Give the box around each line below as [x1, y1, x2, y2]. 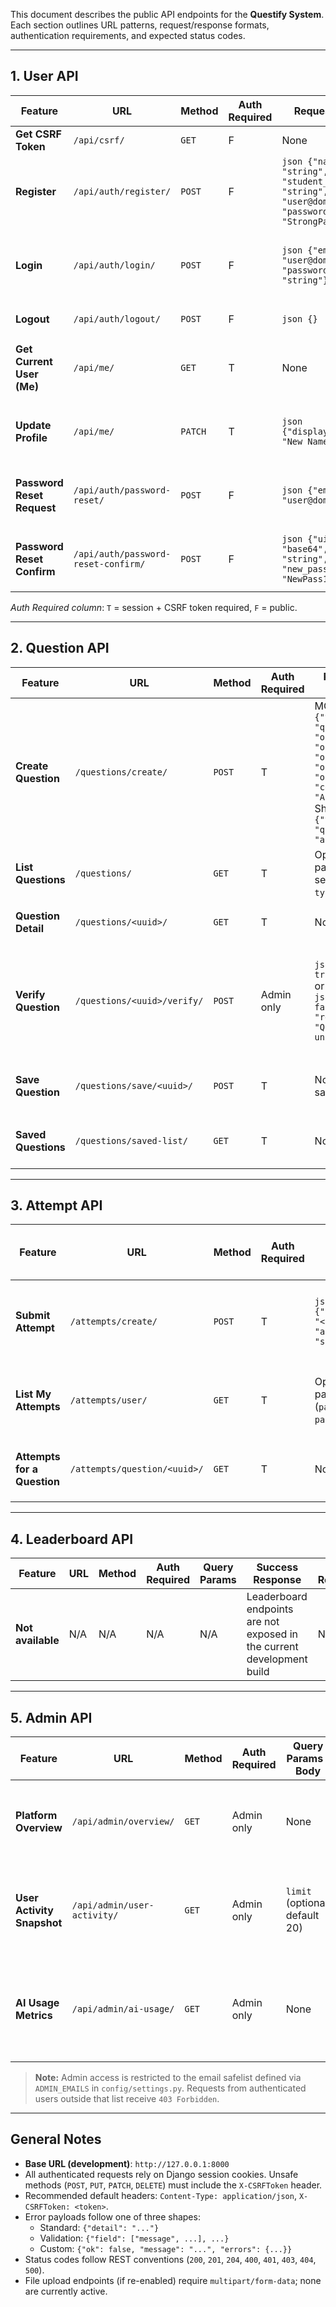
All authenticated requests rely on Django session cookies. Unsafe [24, 2168, 299, 2180]
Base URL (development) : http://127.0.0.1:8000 [24, 2157, 230, 2169]
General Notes [10, 2131, 102, 2148]
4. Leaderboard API [10, 1530, 134, 1548]
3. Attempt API [10, 1197, 103, 1214]
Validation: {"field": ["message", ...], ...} [39, 2232, 230, 2244]
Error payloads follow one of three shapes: [24, 2210, 201, 2223]
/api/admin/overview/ [71, 1816, 175, 1828]
